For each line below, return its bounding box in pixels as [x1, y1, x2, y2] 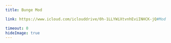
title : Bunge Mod [5, 7, 42, 13]
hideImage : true [5, 30, 40, 35]
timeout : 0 [5, 26, 29, 31]
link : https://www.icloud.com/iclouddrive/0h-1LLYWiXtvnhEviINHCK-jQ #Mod [5, 16, 166, 22]
